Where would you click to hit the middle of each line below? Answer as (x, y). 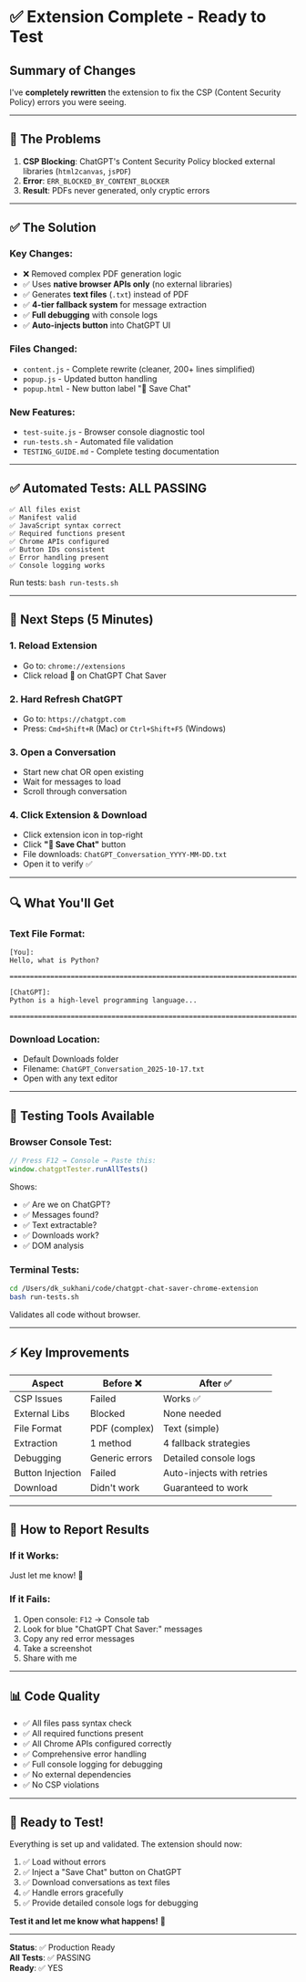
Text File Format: (47, 933)
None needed (192, 1413)
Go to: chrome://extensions (74, 666)
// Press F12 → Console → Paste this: (83, 1161)
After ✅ (215, 1383)
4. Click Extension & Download (78, 815)
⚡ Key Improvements (70, 1353)
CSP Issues (38, 1399)
